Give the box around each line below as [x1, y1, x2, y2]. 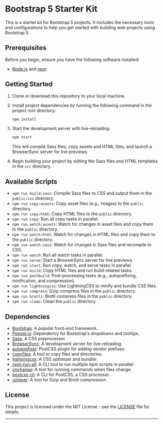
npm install [12, 117, 36, 122]
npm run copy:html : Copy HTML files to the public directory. [12, 211, 132, 217]
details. [5, 408, 20, 415]
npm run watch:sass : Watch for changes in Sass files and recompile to [12, 242, 152, 248]
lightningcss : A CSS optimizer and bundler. [12, 356, 98, 362]
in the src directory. [12, 163, 52, 169]
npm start [12, 135, 33, 140]
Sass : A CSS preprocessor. [12, 335, 66, 341]
